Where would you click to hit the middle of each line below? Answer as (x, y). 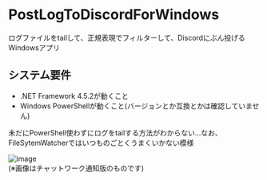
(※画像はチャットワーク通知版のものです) (76, 168)
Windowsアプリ (34, 47)
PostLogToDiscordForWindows (114, 15)
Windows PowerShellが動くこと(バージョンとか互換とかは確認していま (136, 106)
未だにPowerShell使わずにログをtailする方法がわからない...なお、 (115, 132)
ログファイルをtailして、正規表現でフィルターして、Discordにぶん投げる (127, 37)
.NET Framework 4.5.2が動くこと (74, 96)
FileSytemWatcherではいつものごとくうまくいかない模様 (101, 143)
